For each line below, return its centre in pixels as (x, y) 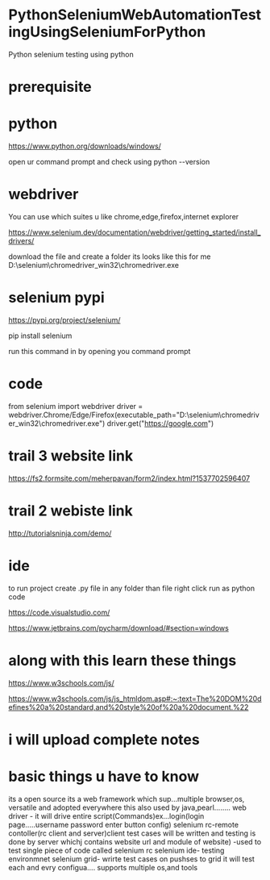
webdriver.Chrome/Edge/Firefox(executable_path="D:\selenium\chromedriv (134, 415)
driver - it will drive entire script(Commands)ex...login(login (106, 815)
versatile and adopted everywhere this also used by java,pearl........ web (128, 807)
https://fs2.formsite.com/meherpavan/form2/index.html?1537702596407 (129, 478)
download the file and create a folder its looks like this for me (110, 256)
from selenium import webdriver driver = (76, 406)
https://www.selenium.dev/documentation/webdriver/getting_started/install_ (135, 232)
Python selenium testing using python (71, 54)
